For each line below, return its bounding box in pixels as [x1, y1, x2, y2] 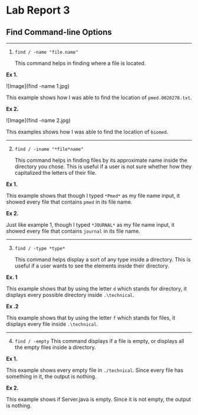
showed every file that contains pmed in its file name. [6, 198, 133, 205]
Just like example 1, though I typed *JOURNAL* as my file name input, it [6, 221, 175, 228]
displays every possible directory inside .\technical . [6, 292, 134, 298]
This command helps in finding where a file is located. [14, 60, 146, 67]
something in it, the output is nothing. [6, 373, 97, 380]
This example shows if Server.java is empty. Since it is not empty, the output [6, 396, 192, 403]
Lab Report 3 [6, 4, 70, 17]
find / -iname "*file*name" [14, 146, 84, 152]
